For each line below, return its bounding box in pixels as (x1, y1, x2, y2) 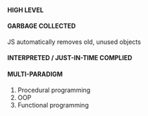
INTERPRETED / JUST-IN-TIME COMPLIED (7, 54, 132, 62)
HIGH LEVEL (7, 6, 44, 14)
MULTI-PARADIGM (7, 69, 63, 78)
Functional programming (17, 100, 90, 109)
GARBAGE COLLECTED (7, 22, 76, 30)
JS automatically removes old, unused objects (7, 37, 141, 46)
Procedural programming (17, 86, 91, 94)
